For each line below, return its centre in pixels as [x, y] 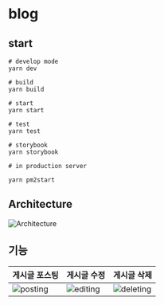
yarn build [26, 89]
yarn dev [23, 68]
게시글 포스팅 [35, 275]
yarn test [25, 131]
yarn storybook [33, 152]
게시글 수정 [86, 275]
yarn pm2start [32, 180]
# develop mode [33, 61]
